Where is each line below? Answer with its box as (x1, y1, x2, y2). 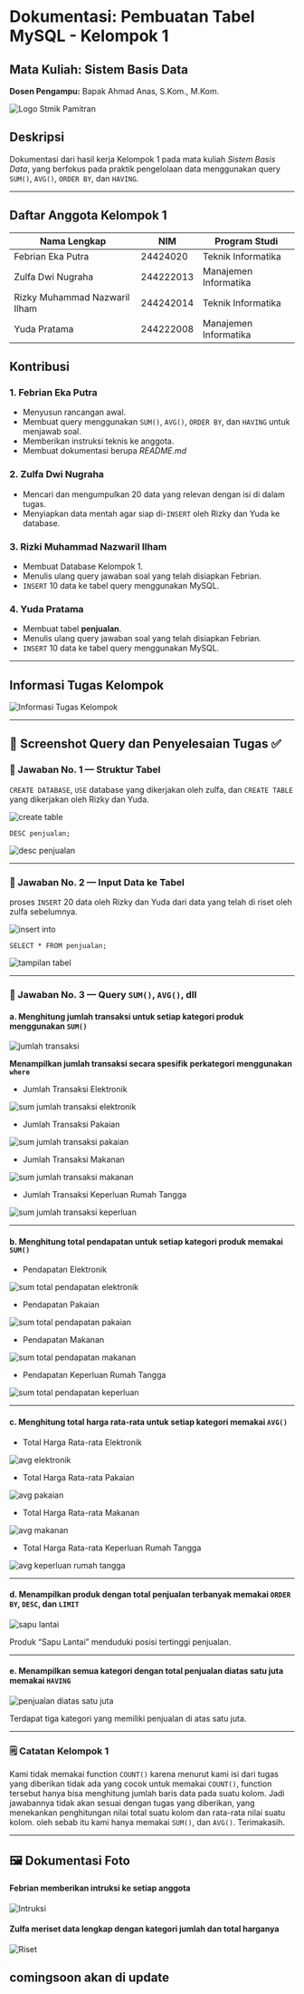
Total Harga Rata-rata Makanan (22, 1507, 140, 1518)
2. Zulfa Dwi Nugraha (9, 468, 104, 481)
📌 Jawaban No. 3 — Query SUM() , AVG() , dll (9, 988, 197, 1001)
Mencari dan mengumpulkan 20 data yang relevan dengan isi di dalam (22, 488, 285, 500)
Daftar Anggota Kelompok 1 (9, 208, 167, 223)
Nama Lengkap (39, 234, 107, 247)
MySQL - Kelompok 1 (9, 25, 169, 46)
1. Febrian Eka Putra (9, 386, 98, 398)
